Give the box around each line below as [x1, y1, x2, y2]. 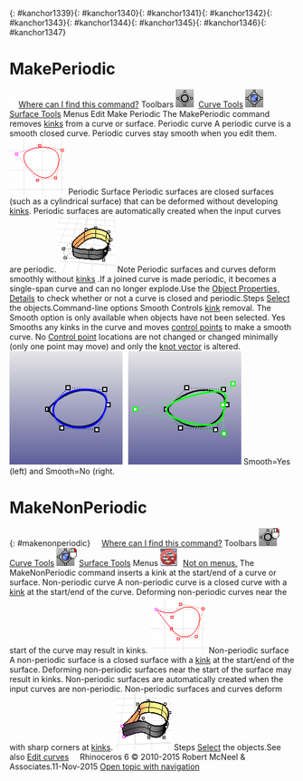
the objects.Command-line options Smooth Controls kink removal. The [9, 302, 271, 313]
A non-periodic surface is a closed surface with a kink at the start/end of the [9, 654, 295, 665]
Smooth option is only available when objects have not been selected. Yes [9, 312, 286, 323]
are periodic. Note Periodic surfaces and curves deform [9, 263, 277, 275]
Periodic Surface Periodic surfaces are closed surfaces [67, 186, 274, 197]
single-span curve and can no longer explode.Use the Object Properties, [9, 283, 280, 294]
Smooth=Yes [242, 455, 291, 466]
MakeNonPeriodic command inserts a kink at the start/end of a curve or [9, 567, 277, 578]
